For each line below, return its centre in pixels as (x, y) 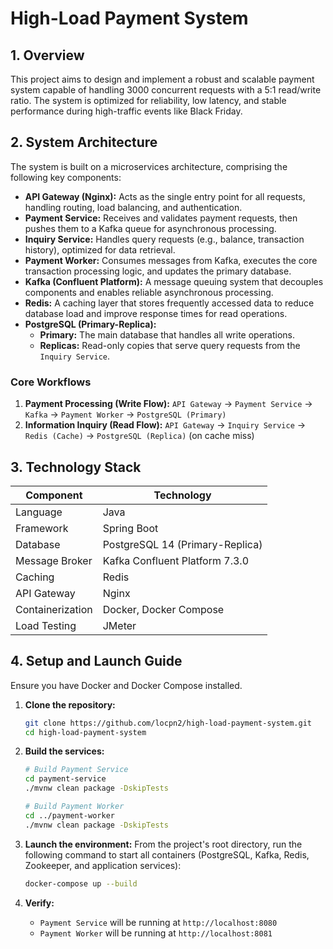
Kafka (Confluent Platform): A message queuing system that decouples (174, 281)
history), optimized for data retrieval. (100, 249)
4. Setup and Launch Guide (96, 661)
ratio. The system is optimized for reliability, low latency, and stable (148, 100)
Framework (42, 528)
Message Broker (54, 560)
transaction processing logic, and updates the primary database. (158, 271)
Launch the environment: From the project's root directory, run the (163, 844)
